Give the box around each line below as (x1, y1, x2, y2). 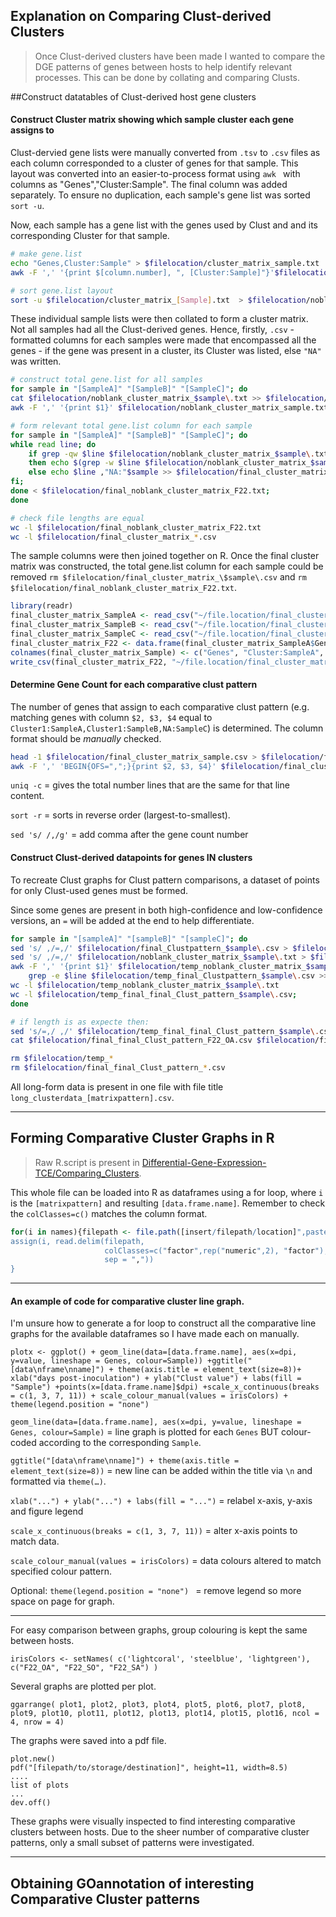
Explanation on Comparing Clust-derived (10, 8, 272, 25)
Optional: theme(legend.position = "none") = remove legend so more (10, 1585, 302, 1597)
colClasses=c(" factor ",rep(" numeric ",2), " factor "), (104, 1245, 329, 1256)
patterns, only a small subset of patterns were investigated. (10, 1837, 255, 1849)
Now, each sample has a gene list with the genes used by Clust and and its (10, 219, 318, 231)
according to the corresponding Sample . (38, 1437, 202, 1449)
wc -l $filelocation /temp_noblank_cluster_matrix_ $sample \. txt (10, 980, 280, 991)
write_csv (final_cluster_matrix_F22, (10, 657, 168, 667)
